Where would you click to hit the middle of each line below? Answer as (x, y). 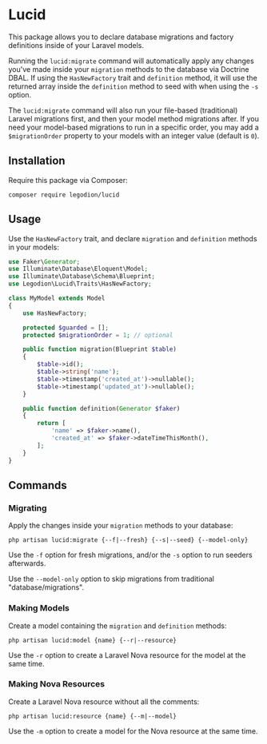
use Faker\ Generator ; (44, 261)
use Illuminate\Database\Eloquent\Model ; (78, 269)
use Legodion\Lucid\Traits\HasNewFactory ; (80, 284)
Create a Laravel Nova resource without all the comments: (104, 702)
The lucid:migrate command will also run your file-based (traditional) (123, 110)
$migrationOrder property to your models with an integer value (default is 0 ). (134, 135)
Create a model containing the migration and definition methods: (118, 626)
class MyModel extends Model (57, 298)
